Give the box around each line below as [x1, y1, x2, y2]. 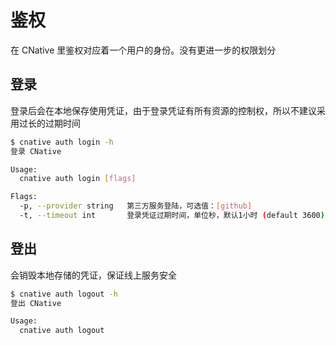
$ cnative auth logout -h [10, 289, 118, 299]
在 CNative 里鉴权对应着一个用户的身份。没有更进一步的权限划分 [10, 44, 277, 56]
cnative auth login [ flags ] [19, 174, 137, 184]
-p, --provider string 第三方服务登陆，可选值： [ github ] [19, 201, 253, 211]
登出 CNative [10, 298, 62, 308]
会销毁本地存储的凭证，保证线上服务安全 [10, 269, 177, 281]
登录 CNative [10, 146, 62, 156]
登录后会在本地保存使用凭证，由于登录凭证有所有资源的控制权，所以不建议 [10, 104, 317, 116]
